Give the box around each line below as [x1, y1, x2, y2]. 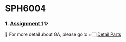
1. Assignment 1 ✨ [5, 21, 49, 27]
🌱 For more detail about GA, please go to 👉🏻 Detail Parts [5, 31, 121, 37]
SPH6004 [5, 3, 46, 14]
